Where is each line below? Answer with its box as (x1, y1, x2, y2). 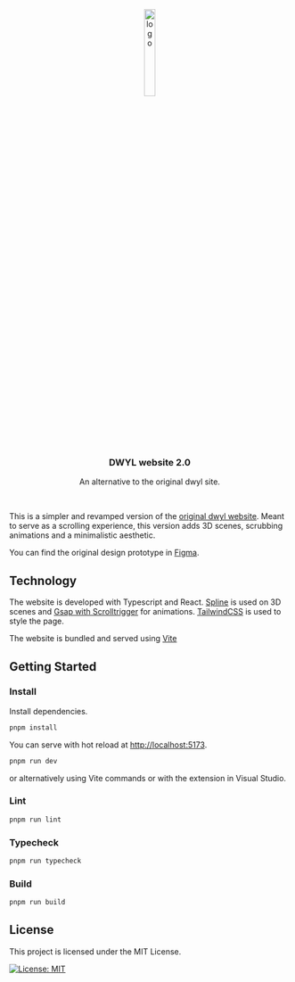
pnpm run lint (9, 815, 62, 824)
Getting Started (9, 659, 97, 674)
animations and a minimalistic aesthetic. (9, 530, 156, 541)
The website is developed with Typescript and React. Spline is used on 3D (9, 597, 282, 607)
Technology (9, 573, 78, 588)
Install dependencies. (9, 706, 88, 716)
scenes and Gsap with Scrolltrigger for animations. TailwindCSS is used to (9, 607, 282, 617)
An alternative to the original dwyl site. (78, 476, 221, 487)
